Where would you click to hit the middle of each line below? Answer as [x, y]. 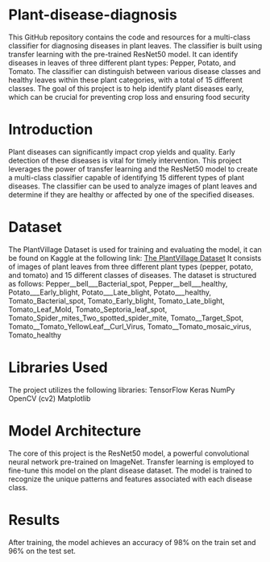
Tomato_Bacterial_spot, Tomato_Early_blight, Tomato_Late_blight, [117, 300]
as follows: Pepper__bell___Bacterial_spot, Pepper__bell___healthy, [118, 283]
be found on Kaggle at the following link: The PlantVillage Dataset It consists [135, 258]
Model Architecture [75, 430]
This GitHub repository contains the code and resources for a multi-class [130, 37]
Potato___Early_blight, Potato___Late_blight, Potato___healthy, [110, 292]
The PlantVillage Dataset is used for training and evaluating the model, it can [135, 249]
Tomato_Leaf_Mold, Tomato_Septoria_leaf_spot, [88, 309]
